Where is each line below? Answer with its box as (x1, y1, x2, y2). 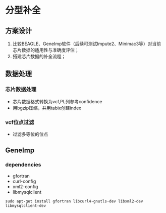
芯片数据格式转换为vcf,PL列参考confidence (12, 98, 102, 104)
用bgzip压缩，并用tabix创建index (12, 105, 82, 111)
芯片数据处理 (5, 86, 37, 93)
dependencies (5, 161, 41, 168)
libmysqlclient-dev (5, 203, 46, 208)
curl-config (12, 178, 36, 184)
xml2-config (12, 183, 38, 190)
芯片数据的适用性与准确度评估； (12, 47, 79, 53)
